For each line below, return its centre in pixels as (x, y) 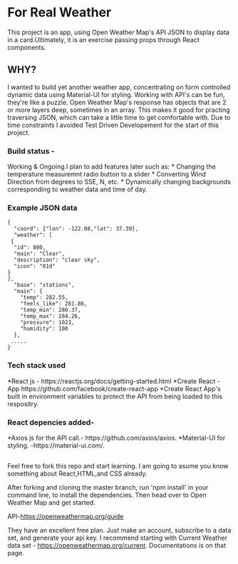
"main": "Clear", (40, 254)
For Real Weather (59, 12)
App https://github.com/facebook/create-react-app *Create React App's (114, 388)
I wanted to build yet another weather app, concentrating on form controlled (119, 87)
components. (27, 47)
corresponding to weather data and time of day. (77, 189)
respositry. (23, 403)
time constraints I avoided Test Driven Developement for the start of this (113, 125)
